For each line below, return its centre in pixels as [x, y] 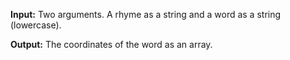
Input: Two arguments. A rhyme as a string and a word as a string [146, 14]
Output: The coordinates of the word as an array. [111, 44]
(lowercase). [36, 25]
